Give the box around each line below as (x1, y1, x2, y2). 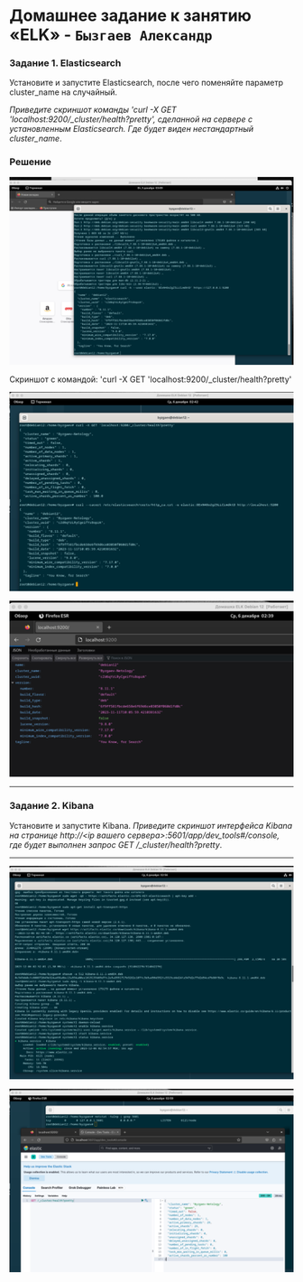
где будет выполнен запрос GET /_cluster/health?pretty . (9, 839, 223, 850)
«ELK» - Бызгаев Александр (9, 24, 213, 45)
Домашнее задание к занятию (9, 5, 252, 26)
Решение (9, 155, 52, 168)
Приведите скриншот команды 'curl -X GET (9, 105, 178, 116)
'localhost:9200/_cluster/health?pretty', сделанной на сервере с (9, 114, 253, 125)
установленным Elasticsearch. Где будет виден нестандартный (9, 124, 254, 135)
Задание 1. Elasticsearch (9, 57, 122, 70)
